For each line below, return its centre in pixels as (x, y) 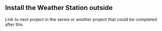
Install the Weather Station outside (59, 8)
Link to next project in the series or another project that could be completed (81, 19)
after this (14, 24)
